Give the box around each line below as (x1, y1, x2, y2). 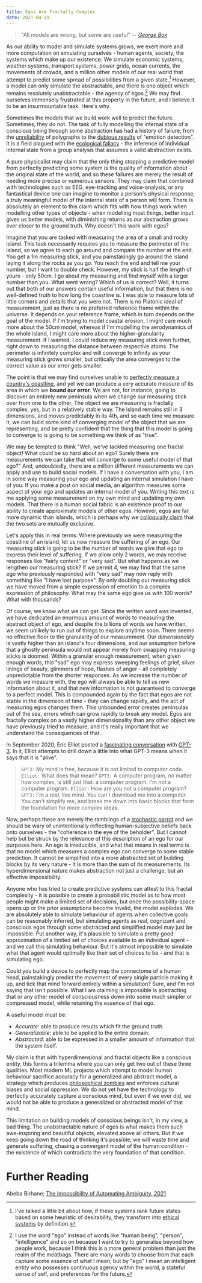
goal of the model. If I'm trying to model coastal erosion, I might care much (6, 317, 191, 324)
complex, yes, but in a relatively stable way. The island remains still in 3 (6, 406, 183, 413)
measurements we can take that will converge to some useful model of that (6, 456, 193, 463)
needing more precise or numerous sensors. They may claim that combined (6, 177, 194, 184)
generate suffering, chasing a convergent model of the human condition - (6, 1142, 188, 1150)
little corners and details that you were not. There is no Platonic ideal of (6, 298, 183, 305)
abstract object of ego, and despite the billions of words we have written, (6, 620, 188, 628)
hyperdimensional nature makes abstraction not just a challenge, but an (6, 867, 183, 874)
